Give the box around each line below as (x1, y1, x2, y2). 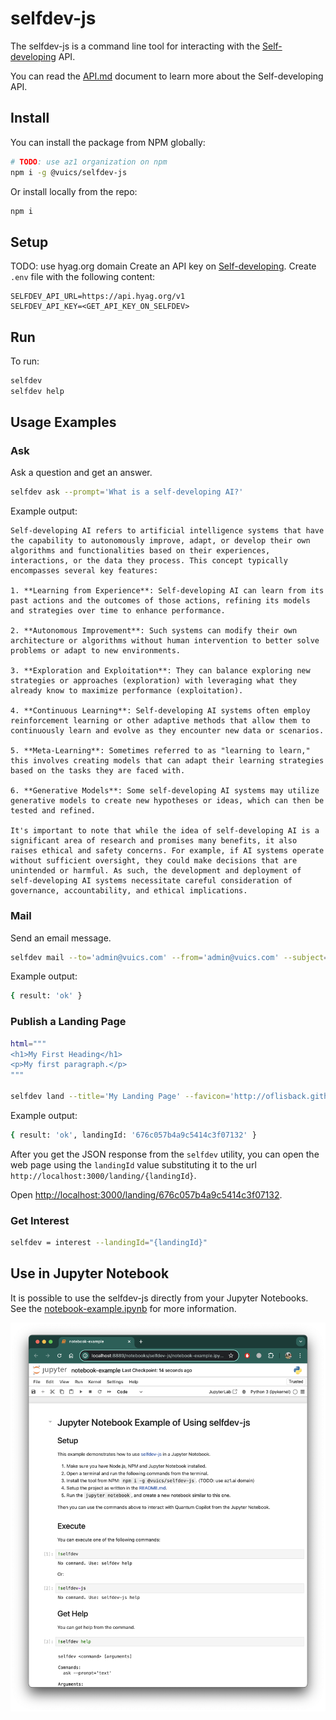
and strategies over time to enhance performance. (10, 606, 226, 616)
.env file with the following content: (10, 271, 156, 283)
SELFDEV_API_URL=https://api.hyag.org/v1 (10, 292, 186, 302)
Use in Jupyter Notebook (10, 1265, 170, 1282)
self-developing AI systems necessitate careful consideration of (10, 876, 293, 886)
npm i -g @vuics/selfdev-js (10, 167, 128, 177)
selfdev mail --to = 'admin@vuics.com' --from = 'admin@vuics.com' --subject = (10, 952, 329, 962)
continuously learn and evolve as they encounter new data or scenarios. (10, 726, 325, 736)
